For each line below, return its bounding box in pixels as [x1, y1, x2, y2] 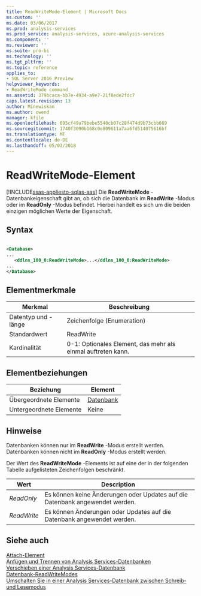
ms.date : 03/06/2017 [6, 20, 58, 26]
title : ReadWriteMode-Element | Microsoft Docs [6, 8, 127, 15]
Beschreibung [108, 303, 150, 311]
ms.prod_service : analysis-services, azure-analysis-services [6, 31, 165, 37]
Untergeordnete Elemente [9, 405, 82, 414]
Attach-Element [6, 551, 45, 558]
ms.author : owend [6, 109, 50, 115]
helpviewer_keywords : [6, 82, 60, 88]
